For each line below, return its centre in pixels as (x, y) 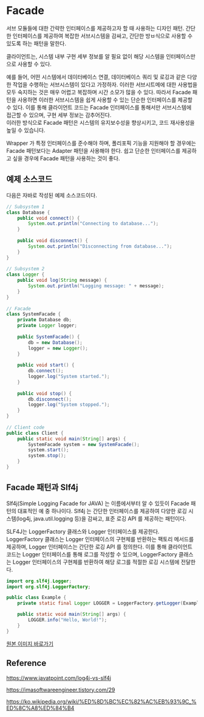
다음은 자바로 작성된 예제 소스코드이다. (52, 195)
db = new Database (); (56, 342)
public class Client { (35, 433)
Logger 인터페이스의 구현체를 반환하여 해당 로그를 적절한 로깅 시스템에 (96, 562)
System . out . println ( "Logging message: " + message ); (96, 286)
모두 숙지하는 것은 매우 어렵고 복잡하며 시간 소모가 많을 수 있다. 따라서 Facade (99, 92)
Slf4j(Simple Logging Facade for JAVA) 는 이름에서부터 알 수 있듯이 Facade (98, 503)
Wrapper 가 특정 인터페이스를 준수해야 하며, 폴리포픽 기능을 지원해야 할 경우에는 (101, 143)
